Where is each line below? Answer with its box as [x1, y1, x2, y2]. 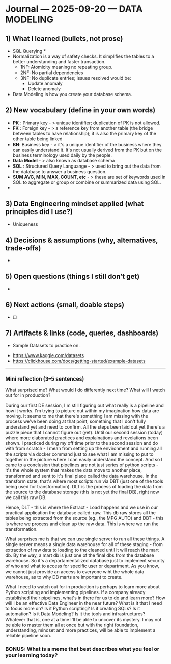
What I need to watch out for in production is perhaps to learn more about [5, 584, 160, 590]
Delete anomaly [27, 86, 61, 92]
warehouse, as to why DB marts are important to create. [5, 574, 123, 580]
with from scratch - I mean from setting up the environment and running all [5, 445, 162, 452]
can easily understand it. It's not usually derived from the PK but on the [12, 147, 162, 153]
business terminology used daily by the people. [12, 152, 112, 158]
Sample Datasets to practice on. [12, 342, 80, 348]
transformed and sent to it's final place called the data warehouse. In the [5, 473, 158, 479]
